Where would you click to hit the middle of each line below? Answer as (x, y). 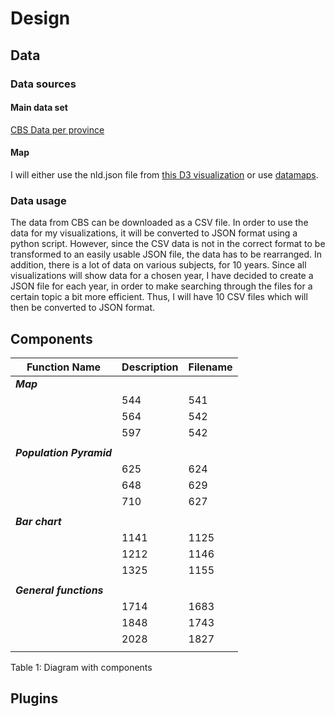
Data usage (38, 200)
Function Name (64, 367)
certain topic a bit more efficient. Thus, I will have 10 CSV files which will (159, 297)
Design (40, 18)
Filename (210, 367)
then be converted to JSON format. (83, 308)
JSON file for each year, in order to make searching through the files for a (161, 286)
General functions (59, 590)
